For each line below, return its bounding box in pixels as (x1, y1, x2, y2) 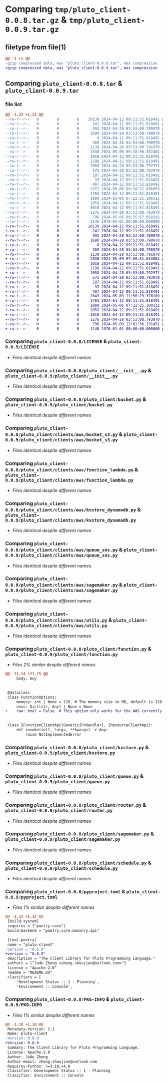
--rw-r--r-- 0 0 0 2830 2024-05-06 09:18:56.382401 (5, 149, 160, 155)
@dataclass (7, 690, 30, 695)
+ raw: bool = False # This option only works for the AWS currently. (5, 709, 164, 714)
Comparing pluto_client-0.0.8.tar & (5, 79, 122, 88)
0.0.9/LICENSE (5, 344, 39, 350)
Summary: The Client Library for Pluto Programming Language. (7, 1045, 140, 1050)
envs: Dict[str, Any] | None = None (16, 704, 93, 709)
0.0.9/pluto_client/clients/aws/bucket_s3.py (5, 437, 118, 443)
